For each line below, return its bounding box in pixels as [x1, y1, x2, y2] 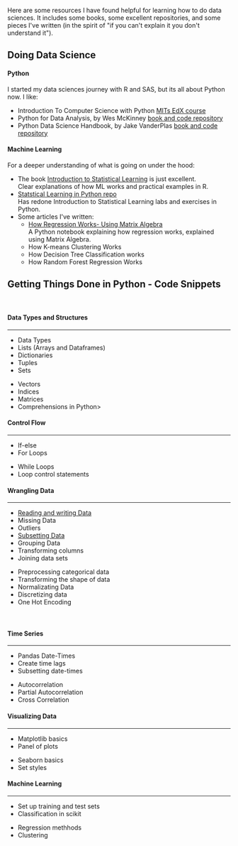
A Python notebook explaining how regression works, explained [28, 227, 215, 236]
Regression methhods [17, 823, 82, 832]
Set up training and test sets [17, 802, 101, 810]
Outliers [17, 524, 41, 532]
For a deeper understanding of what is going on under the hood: [7, 161, 195, 169]
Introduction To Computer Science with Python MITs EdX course [17, 106, 206, 114]
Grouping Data [17, 539, 61, 548]
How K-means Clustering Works [28, 242, 122, 251]
